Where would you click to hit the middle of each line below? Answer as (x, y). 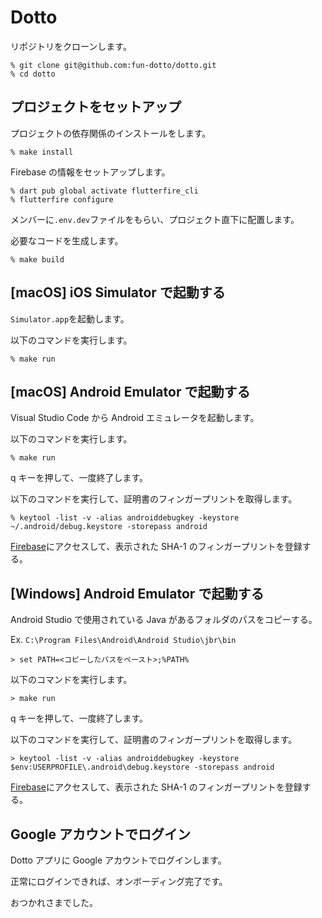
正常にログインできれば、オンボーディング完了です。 (119, 881)
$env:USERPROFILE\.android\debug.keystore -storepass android (142, 767)
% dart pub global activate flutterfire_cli (104, 191)
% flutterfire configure (62, 199)
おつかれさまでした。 (54, 902)
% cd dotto (33, 74)
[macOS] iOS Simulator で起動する (118, 292)
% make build (37, 259)
